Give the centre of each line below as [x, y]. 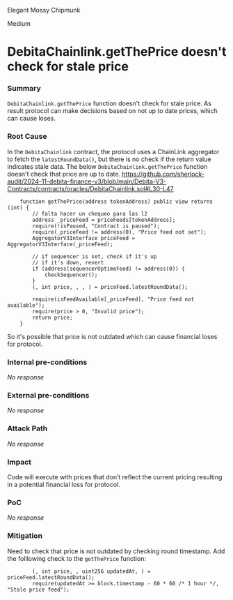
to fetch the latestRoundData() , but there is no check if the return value [109, 159]
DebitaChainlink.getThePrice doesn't [117, 52]
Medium [19, 23]
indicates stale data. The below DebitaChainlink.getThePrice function [107, 166]
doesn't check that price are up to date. [64, 174]
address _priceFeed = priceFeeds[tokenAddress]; [104, 220]
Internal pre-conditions [47, 362]
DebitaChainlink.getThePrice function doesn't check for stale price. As [110, 103]
